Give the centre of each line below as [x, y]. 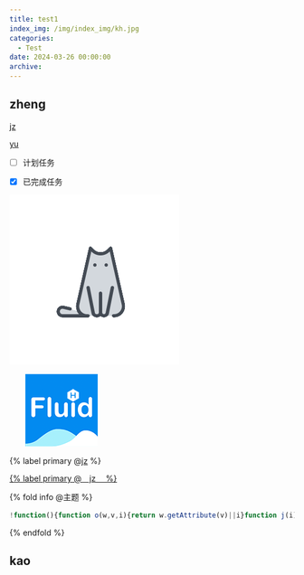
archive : [26, 67]
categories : [32, 38]
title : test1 [34, 19]
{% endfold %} [37, 533]
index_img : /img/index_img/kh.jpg [75, 28]
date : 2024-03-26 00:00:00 [60, 57]
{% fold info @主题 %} [51, 496]
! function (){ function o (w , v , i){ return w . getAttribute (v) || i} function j [147, 515]
